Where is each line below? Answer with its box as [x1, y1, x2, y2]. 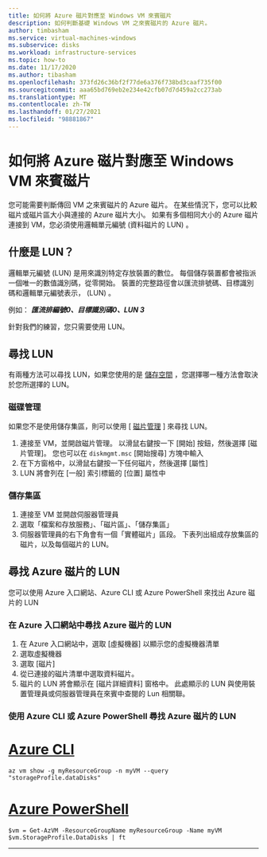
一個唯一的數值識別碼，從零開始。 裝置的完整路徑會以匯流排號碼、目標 [8, 278, 240, 288]
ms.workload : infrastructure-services [8, 49, 137, 57]
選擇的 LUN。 [29, 380, 74, 389]
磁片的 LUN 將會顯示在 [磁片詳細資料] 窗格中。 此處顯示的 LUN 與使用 [19, 679, 249, 689]
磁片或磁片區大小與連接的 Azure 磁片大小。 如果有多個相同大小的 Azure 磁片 [8, 209, 259, 219]
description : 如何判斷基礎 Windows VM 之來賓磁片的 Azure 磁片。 [8, 19, 211, 27]
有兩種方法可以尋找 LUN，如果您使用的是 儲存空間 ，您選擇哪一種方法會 [8, 370, 245, 379]
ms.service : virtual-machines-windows [8, 33, 137, 42]
